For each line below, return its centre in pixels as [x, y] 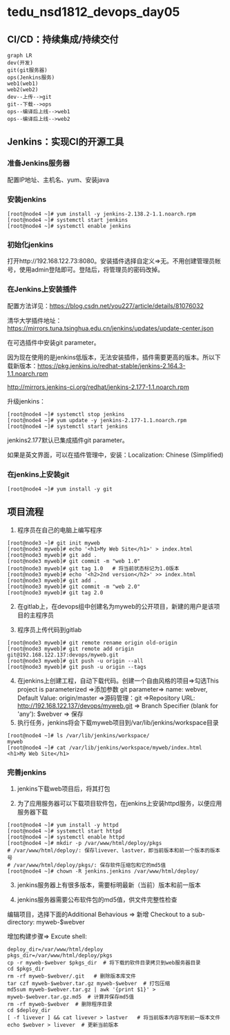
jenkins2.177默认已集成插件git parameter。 [68, 440]
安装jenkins [27, 199]
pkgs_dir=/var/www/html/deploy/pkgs [60, 955]
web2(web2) [23, 90]
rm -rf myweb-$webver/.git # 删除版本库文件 [71, 976]
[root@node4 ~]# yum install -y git [60, 489]
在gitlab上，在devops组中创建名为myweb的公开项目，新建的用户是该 [115, 606]
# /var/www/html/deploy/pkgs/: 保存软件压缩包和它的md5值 [87, 865]
